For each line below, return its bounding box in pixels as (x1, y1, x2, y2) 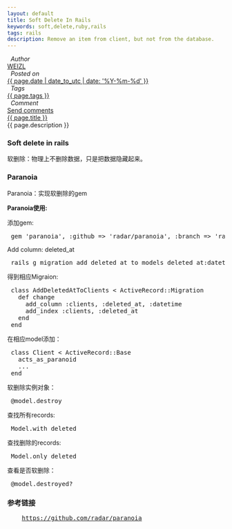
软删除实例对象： (7, 383, 56, 391)
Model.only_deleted (10, 452, 77, 460)
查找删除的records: (7, 438, 61, 447)
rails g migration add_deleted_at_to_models (10, 259, 164, 266)
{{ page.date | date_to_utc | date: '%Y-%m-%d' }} (7, 77, 149, 85)
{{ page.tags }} (7, 91, 50, 100)
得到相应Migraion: (7, 272, 59, 281)
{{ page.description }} (7, 121, 70, 129)
